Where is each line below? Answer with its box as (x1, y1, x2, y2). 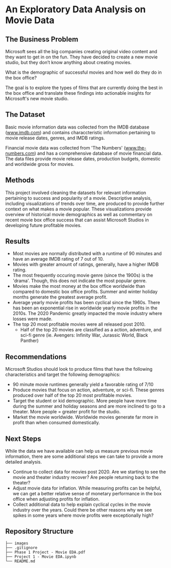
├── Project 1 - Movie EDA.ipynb (5, 554, 77, 559)
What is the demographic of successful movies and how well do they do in (5, 69, 162, 75)
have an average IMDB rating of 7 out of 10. (12, 256, 104, 262)
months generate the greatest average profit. (12, 294, 108, 300)
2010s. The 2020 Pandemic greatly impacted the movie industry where (12, 310, 162, 317)
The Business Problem (5, 35, 79, 44)
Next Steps (5, 434, 41, 443)
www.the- (125, 144, 146, 151)
